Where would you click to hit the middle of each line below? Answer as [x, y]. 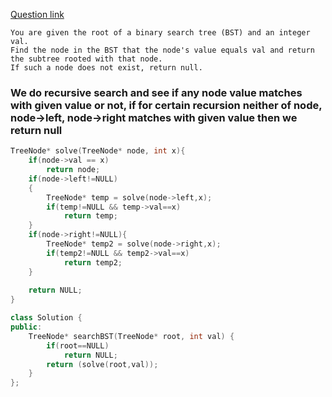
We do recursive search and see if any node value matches [156, 92]
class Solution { [46, 318]
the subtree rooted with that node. [86, 59]
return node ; [73, 170]
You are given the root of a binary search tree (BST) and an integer [160, 33]
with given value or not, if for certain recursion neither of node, [166, 105]
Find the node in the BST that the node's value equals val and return [162, 50]
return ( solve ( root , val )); [102, 364]
